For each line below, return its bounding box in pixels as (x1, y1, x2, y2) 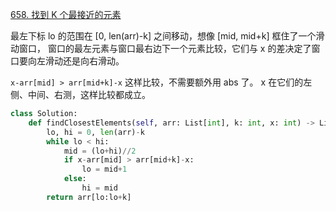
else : (63, 174, 87, 184)
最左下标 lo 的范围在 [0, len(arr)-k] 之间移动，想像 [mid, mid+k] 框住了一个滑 (10, 30, 325, 42)
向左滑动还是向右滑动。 (27, 55, 125, 67)
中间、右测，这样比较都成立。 (27, 89, 151, 100)
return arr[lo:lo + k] (46, 192, 132, 202)
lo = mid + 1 (81, 164, 128, 175)
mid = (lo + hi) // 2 (63, 146, 137, 156)
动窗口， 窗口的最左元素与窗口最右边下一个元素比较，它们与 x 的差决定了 (10, 43, 312, 54)
